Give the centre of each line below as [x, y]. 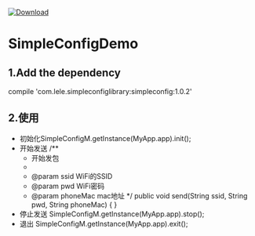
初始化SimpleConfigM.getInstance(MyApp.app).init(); [105, 138]
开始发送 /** [39, 148]
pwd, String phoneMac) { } [74, 205]
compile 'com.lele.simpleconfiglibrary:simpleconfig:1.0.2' [100, 91]
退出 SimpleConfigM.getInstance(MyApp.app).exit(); [104, 223]
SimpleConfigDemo [73, 44]
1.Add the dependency [65, 73]
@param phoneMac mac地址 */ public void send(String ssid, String [139, 195]
